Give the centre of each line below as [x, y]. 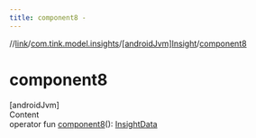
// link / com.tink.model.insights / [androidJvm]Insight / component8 [128, 43]
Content [24, 115]
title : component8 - [48, 18]
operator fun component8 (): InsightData [83, 124]
